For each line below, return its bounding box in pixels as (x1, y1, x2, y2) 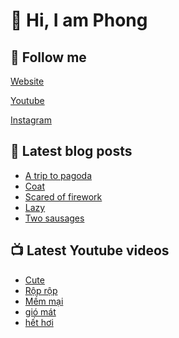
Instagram (10, 114, 52, 126)
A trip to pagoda (24, 169, 93, 181)
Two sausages (24, 212, 85, 224)
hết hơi (24, 316, 54, 328)
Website (10, 75, 45, 87)
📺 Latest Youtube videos (10, 242, 170, 259)
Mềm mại (24, 295, 64, 307)
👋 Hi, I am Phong (10, 9, 148, 32)
